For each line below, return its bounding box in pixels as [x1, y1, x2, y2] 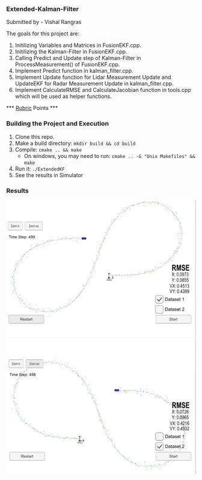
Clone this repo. [14, 133, 55, 140]
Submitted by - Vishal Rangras [6, 19, 82, 26]
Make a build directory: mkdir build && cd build [14, 139, 136, 147]
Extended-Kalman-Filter [6, 5, 79, 13]
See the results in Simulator [14, 171, 84, 178]
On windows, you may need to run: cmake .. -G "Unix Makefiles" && [23, 152, 195, 159]
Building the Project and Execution [6, 120, 109, 128]
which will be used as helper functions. [14, 93, 112, 100]
